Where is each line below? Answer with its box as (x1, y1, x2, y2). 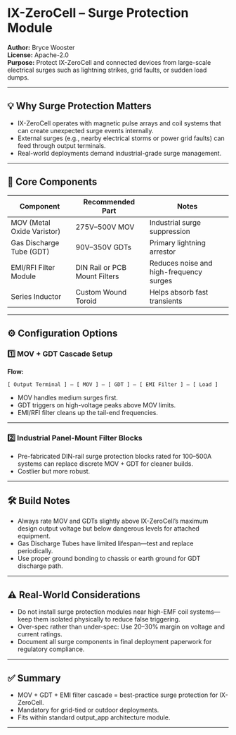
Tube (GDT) (11, 247, 50, 257)
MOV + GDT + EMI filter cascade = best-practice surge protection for (17, 691, 218, 699)
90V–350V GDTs (75, 242, 132, 252)
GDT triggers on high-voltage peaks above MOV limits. (17, 401, 176, 409)
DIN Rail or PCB (75, 262, 127, 272)
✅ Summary (7, 672, 61, 684)
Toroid (75, 296, 97, 306)
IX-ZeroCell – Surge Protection (7, 5, 189, 21)
